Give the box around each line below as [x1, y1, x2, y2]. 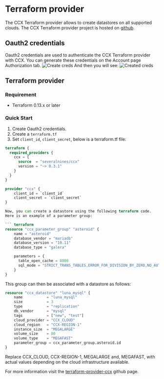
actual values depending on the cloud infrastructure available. [5, 359, 129, 365]
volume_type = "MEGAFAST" [14, 336, 73, 341]
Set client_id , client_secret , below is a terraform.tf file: [12, 136, 126, 142]
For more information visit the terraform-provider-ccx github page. [5, 368, 139, 374]
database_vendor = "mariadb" [14, 236, 73, 241]
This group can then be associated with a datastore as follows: [5, 281, 131, 287]
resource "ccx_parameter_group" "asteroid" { [5, 227, 99, 232]
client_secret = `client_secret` [14, 195, 82, 200]
